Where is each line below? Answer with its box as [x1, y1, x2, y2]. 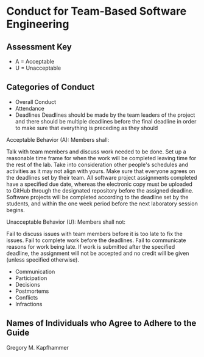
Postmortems [15, 287, 49, 295]
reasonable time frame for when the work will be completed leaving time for [6, 154, 197, 161]
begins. [6, 206, 26, 213]
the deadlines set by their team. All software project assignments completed [6, 174, 197, 181]
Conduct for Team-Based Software [6, 4, 187, 18]
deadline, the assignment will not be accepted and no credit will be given [6, 249, 189, 257]
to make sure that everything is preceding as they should [15, 124, 158, 131]
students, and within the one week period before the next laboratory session [6, 200, 198, 207]
